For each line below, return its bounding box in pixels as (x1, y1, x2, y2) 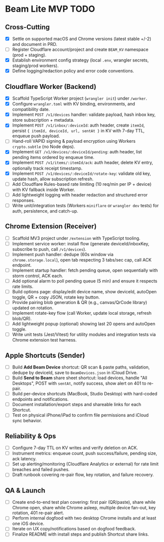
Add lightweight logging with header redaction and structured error (12, 192, 148, 197)
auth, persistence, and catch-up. (12, 208, 78, 214)
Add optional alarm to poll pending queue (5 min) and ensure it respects (12, 278, 158, 284)
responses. (12, 197, 35, 203)
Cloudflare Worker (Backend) (5, 82, 96, 91)
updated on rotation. (12, 305, 54, 311)
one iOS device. (12, 520, 45, 526)
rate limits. (12, 283, 33, 289)
